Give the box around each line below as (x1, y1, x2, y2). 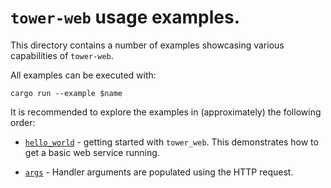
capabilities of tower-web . (10, 49, 114, 61)
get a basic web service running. (24, 146, 160, 158)
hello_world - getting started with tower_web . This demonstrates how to (24, 136, 319, 148)
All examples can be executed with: (10, 69, 157, 81)
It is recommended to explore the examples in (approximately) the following (10, 106, 322, 118)
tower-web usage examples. (10, 6, 241, 29)
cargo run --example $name (10, 88, 123, 98)
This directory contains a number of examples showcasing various (10, 39, 285, 51)
